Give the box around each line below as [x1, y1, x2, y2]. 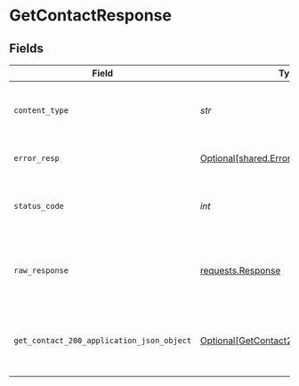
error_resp [13, 153, 60, 163]
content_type [13, 106, 69, 116]
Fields [9, 41, 44, 56]
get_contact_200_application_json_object [13, 335, 192, 345]
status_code [13, 201, 65, 211]
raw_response [13, 266, 69, 276]
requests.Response [199, 264, 281, 277]
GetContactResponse [9, 5, 172, 26]
